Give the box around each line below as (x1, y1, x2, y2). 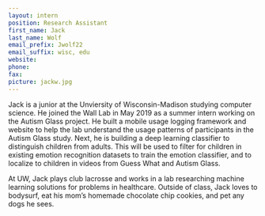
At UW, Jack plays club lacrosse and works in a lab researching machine (8, 173, 245, 183)
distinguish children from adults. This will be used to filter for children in (8, 142, 242, 151)
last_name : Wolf (8, 33, 62, 42)
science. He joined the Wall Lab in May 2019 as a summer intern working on (8, 108, 256, 117)
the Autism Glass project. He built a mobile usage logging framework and (8, 116, 247, 126)
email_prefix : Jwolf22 (8, 41, 83, 49)
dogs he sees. (8, 199, 55, 208)
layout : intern (8, 11, 59, 20)
